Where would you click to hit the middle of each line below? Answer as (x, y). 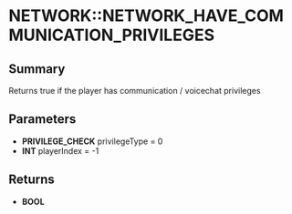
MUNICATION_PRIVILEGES (112, 35)
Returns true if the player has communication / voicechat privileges (135, 91)
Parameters (42, 119)
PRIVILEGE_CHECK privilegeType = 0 (92, 141)
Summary (37, 69)
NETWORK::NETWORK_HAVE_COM (146, 16)
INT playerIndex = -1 (60, 150)
